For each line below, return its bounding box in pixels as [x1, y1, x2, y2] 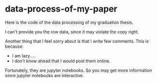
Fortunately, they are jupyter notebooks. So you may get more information [5, 67, 152, 73]
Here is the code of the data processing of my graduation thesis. [5, 19, 134, 25]
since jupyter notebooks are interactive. [5, 72, 84, 78]
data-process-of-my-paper [5, 3, 117, 15]
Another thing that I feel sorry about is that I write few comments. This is [5, 38, 149, 44]
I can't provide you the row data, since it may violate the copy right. [5, 29, 139, 34]
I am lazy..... [12, 52, 36, 59]
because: [5, 43, 24, 49]
